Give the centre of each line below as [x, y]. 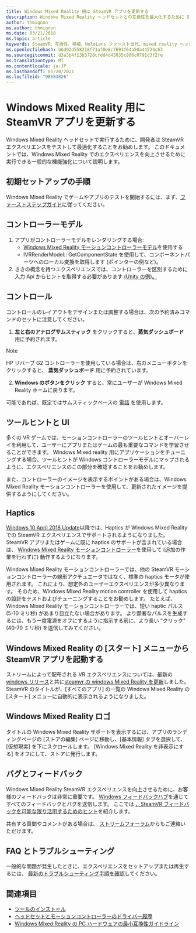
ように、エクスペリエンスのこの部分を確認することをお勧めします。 [87, 467]
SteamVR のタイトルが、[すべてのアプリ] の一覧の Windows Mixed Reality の [98, 689]
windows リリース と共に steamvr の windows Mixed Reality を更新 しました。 [98, 681]
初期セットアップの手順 [48, 182]
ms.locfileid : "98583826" [37, 77]
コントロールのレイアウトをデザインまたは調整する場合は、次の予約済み [93, 312]
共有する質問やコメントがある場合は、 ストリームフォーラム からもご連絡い [96, 823]
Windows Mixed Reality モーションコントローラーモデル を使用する [103, 247]
